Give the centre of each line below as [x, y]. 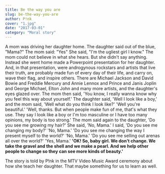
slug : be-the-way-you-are [32, 14]
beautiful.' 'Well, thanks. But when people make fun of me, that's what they [81, 109]
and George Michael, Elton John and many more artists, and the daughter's [81, 88]
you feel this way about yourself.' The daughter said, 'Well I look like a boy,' [81, 99]
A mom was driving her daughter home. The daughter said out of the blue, [81, 47]
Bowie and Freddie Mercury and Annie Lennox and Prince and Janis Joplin [81, 83]
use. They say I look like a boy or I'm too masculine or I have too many [76, 115]
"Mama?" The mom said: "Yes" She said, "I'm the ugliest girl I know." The [79, 52]
